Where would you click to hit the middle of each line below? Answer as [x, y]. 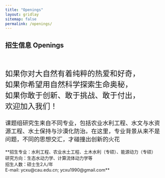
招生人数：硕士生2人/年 [29, 165]
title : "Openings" [24, 10]
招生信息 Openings [34, 45]
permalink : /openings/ [29, 24]
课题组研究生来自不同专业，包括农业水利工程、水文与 [77, 123]
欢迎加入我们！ [31, 106]
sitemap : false [21, 19]
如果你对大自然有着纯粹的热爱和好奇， [73, 74]
